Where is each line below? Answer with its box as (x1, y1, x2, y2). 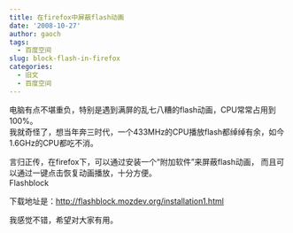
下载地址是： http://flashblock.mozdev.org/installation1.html (9, 196, 224, 206)
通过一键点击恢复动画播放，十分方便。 (16, 167, 157, 178)
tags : (9, 37, 29, 47)
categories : (9, 63, 53, 72)
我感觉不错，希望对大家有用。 (9, 214, 118, 225)
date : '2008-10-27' (9, 21, 81, 30)
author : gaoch (9, 29, 62, 38)
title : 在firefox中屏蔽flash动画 (9, 12, 125, 22)
